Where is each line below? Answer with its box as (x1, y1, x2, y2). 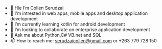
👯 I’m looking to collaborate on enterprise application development (10, 27, 150, 33)
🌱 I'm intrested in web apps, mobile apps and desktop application (10, 10, 148, 16)
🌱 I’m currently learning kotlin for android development (10, 21, 125, 27)
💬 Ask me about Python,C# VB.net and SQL (10, 32, 102, 38)
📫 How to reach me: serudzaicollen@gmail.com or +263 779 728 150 (10, 38, 157, 43)
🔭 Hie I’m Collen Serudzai (10, 5, 64, 11)
